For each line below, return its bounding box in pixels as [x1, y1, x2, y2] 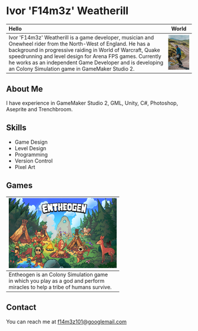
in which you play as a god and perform [8, 277, 105, 284]
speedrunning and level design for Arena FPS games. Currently [8, 52, 161, 59]
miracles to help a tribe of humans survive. [8, 284, 112, 291]
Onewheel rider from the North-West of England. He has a [8, 40, 150, 47]
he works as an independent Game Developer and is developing [8, 59, 164, 66]
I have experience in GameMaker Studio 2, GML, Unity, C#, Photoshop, [6, 100, 179, 107]
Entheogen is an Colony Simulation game [8, 271, 108, 278]
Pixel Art [14, 163, 35, 170]
